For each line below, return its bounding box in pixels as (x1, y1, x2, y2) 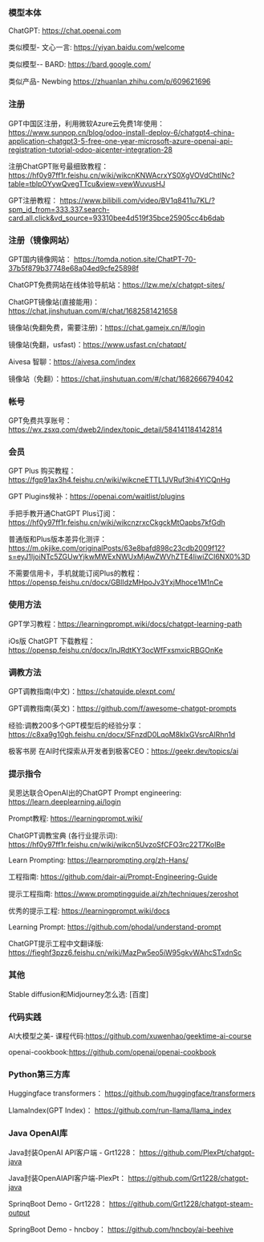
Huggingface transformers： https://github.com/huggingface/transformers (8, 1088, 256, 1098)
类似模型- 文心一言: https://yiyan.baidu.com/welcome (8, 43, 185, 52)
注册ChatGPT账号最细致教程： (8, 161, 109, 170)
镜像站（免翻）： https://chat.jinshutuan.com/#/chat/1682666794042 (8, 374, 234, 383)
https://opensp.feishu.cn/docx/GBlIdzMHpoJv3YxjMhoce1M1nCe (8, 577, 223, 588)
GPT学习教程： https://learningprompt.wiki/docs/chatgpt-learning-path (8, 619, 242, 629)
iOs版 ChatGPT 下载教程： (8, 636, 95, 646)
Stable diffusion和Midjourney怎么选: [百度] (8, 989, 149, 998)
